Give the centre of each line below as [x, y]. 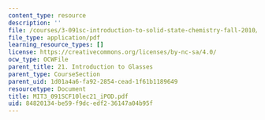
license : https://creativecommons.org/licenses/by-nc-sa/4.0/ [112, 52]
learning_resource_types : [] [56, 45]
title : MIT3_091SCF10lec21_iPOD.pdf [68, 96]
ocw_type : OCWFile [38, 60]
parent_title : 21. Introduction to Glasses [81, 67]
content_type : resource [47, 15]
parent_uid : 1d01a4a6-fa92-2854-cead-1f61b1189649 [93, 81]
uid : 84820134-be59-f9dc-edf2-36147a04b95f [81, 103]
